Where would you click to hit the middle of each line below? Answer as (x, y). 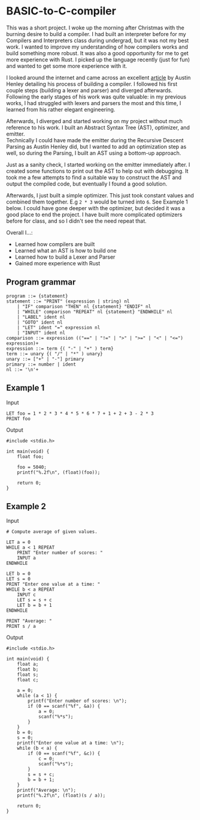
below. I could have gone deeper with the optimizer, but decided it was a (96, 208)
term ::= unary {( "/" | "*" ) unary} (54, 354)
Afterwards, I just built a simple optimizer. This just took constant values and (100, 195)
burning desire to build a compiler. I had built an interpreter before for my (96, 34)
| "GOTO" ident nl (40, 322)
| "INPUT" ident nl (41, 333)
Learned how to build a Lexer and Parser (65, 257)
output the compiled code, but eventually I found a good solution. (87, 184)
